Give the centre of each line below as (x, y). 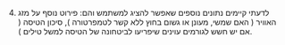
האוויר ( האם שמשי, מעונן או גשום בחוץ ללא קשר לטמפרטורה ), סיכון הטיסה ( (147, 22)
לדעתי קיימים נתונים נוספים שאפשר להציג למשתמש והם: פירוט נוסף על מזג (143, 13)
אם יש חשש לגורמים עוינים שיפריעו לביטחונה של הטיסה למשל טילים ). (135, 31)
